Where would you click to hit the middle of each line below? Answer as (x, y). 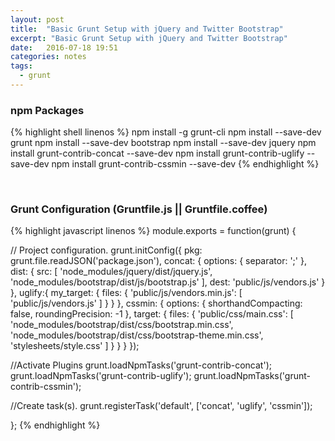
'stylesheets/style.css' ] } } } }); (75, 346)
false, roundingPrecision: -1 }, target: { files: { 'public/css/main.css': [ (152, 314)
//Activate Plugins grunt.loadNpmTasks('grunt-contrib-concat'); (141, 365)
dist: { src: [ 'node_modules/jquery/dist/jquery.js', (111, 272)
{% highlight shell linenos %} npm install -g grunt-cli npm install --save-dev (166, 132)
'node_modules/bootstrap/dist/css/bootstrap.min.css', (122, 325)
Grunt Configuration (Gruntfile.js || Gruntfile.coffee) (139, 209)
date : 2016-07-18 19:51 (64, 47)
